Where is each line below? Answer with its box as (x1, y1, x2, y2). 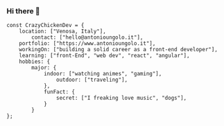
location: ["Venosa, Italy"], (19, 28, 107, 35)
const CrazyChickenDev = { (6, 22, 85, 29)
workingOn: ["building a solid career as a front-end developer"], (19, 46, 218, 53)
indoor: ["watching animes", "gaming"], (43, 71, 162, 78)
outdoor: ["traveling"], (55, 76, 128, 84)
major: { (31, 64, 57, 71)
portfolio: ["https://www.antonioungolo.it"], (19, 40, 156, 47)
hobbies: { (19, 58, 51, 65)
